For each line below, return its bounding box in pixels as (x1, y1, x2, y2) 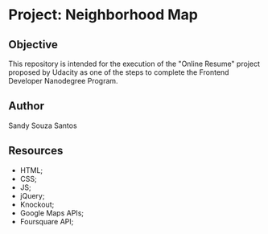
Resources (8, 144, 64, 158)
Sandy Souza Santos (8, 121, 78, 130)
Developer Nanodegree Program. (8, 76, 118, 85)
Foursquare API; (19, 216, 74, 226)
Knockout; (19, 199, 55, 209)
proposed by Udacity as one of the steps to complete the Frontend (8, 68, 229, 77)
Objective (8, 38, 59, 51)
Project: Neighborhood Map (8, 6, 199, 24)
